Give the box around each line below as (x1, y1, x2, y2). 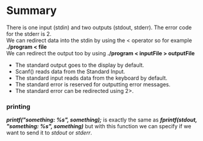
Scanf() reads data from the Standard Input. (15, 67, 126, 75)
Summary (6, 4, 57, 18)
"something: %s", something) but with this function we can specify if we (6, 123, 191, 130)
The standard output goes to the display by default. (15, 61, 144, 69)
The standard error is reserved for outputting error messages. (15, 80, 171, 88)
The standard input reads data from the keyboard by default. (15, 74, 168, 81)
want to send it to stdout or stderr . (6, 129, 93, 137)
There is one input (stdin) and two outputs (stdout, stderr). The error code (6, 24, 192, 31)
